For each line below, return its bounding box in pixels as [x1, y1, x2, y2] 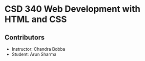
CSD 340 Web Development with [4, 3, 141, 15]
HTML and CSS [4, 14, 67, 25]
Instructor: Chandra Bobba [11, 46, 65, 52]
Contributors [4, 33, 45, 41]
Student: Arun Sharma [11, 51, 57, 57]
